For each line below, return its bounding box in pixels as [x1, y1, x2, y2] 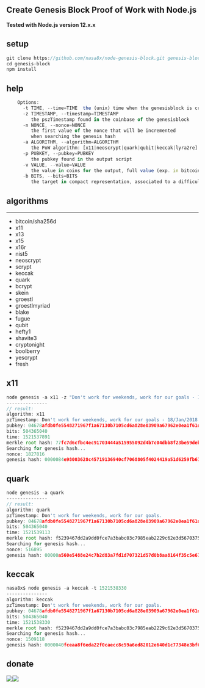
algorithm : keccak [6, 596, 53, 603]
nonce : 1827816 [6, 451, 45, 457]
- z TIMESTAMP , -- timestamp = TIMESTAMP [22, 110, 119, 117]
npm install [6, 67, 37, 73]
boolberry [15, 347, 41, 355]
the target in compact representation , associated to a [31, 179, 176, 185]
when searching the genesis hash [31, 134, 116, 140]
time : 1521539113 [6, 529, 51, 536]
